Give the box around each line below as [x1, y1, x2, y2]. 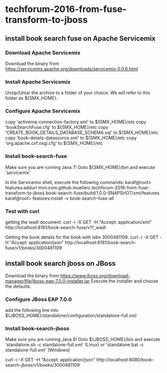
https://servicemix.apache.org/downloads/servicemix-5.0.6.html [5, 66, 138, 72]
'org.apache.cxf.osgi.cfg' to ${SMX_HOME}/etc [5, 140, 103, 146]
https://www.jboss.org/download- [60, 272, 130, 279]
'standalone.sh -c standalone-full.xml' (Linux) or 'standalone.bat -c [5, 342, 144, 348]
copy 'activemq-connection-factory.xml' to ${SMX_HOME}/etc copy [5, 119, 146, 125]
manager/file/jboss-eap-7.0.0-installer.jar [5, 278, 90, 284]
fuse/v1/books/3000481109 [5, 245, 62, 251]
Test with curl [5, 208, 40, 215]
